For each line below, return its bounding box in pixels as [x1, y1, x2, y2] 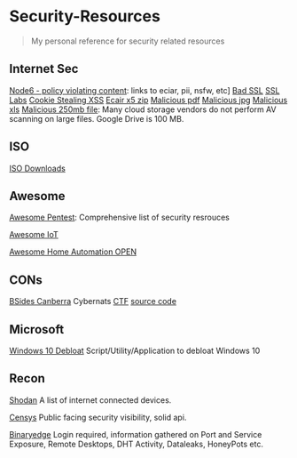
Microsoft [9, 322, 65, 337]
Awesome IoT [9, 229, 59, 240]
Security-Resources [9, 6, 161, 27]
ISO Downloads [9, 163, 66, 173]
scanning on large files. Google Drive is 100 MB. [9, 113, 184, 124]
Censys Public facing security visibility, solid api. [9, 412, 187, 422]
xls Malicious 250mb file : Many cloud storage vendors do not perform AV [9, 104, 277, 115]
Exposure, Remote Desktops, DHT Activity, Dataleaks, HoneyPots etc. [9, 438, 264, 449]
